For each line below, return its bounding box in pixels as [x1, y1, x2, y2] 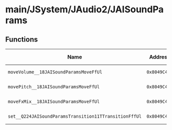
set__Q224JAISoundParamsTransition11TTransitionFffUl [8, 114, 142, 119]
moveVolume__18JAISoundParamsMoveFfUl [8, 69, 102, 75]
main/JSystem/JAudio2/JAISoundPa [5, 4, 164, 15]
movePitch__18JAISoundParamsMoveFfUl [8, 84, 100, 89]
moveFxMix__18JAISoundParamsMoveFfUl [8, 99, 100, 104]
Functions [5, 35, 38, 44]
